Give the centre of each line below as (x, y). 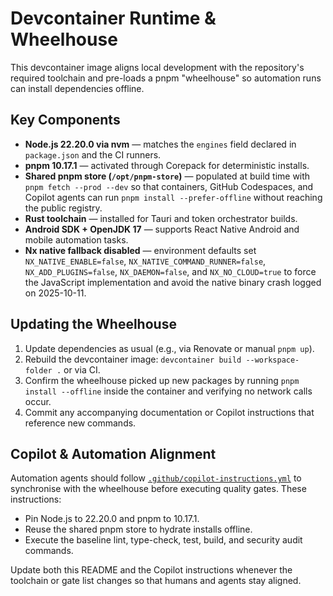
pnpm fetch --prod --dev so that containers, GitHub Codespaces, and (169, 186)
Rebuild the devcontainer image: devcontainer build (133, 359)
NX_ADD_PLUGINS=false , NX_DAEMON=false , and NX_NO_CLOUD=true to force (170, 271)
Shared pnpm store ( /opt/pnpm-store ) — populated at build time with (167, 176)
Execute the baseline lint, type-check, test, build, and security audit (163, 540)
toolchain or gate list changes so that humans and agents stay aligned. (156, 581)
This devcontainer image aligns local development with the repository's (157, 67)
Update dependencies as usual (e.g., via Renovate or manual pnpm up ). (169, 348)
